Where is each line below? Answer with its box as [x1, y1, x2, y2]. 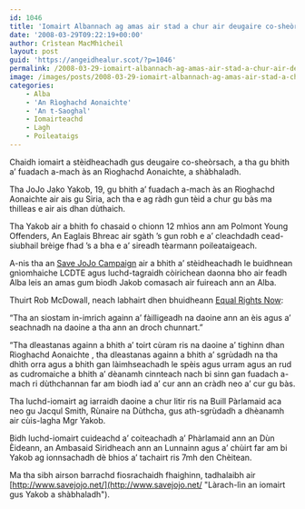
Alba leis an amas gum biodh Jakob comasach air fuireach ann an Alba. [9, 276, 277, 287]
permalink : [9, 65, 51, 74]
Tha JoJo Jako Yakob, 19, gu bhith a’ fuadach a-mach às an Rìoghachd [9, 184, 275, 195]
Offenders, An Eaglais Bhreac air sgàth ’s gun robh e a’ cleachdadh [9, 230, 260, 241]
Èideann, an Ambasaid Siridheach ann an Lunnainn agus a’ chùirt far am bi [9, 442, 288, 453]
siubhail [9, 240, 39, 251]
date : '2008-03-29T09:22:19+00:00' [9, 30, 144, 39]
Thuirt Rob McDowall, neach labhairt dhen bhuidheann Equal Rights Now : [9, 294, 284, 305]
